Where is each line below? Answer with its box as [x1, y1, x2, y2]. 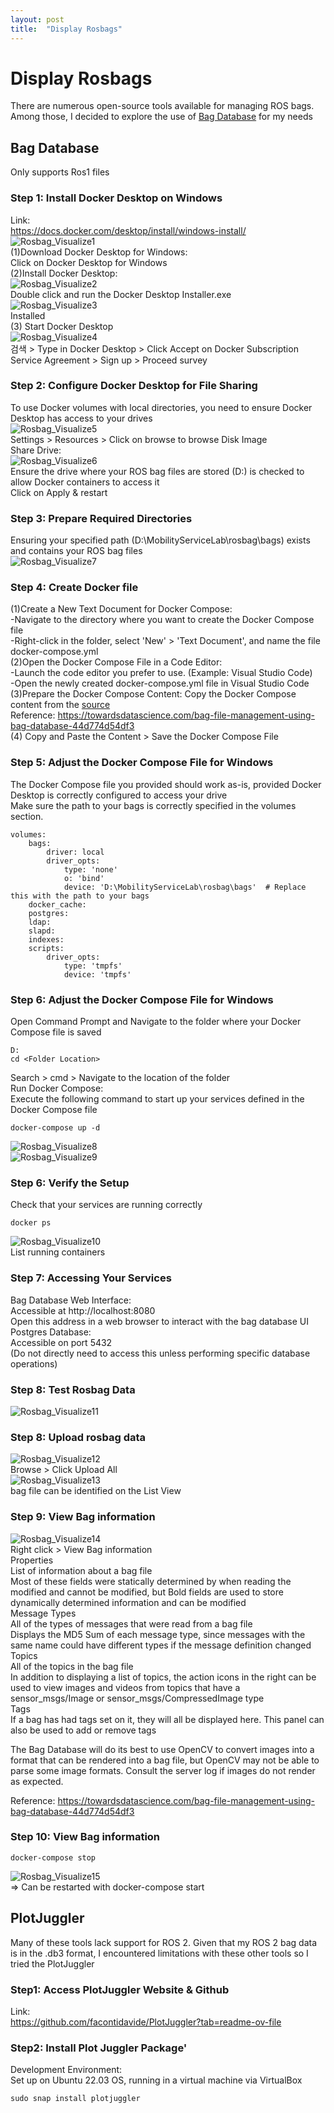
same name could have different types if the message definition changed [10, 1639, 312, 1651]
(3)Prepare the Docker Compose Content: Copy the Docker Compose [10, 688, 297, 700]
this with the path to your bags [10, 891, 150, 901]
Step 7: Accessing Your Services [10, 1271, 172, 1285]
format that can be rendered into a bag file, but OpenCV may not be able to [10, 1754, 320, 1766]
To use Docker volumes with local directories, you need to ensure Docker [10, 401, 313, 413]
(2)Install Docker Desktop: [10, 267, 118, 279]
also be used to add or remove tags [10, 1724, 157, 1736]
